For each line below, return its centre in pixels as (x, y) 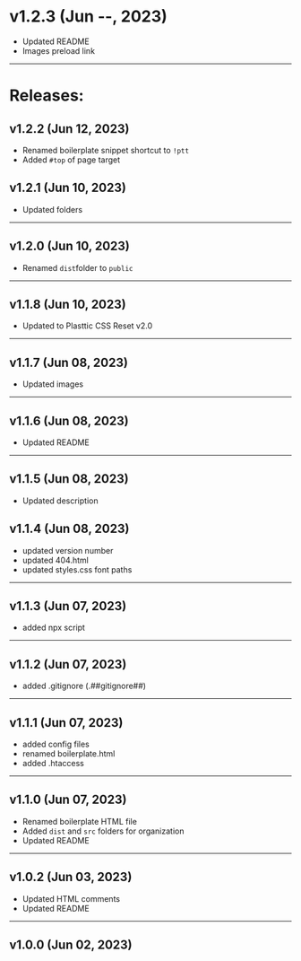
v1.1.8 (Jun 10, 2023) (68, 304)
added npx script (53, 628)
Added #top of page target (71, 160)
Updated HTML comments (71, 898)
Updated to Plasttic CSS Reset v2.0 (87, 326)
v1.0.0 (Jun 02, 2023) (71, 945)
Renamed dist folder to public (77, 267)
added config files (56, 744)
